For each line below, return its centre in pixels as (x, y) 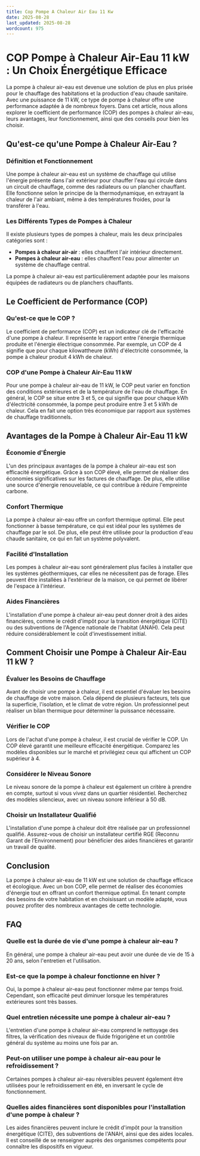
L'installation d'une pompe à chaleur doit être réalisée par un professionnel (98, 828)
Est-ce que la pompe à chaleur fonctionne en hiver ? (83, 976)
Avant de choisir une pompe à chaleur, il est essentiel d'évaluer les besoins (99, 692)
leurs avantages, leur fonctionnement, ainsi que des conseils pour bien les (98, 119)
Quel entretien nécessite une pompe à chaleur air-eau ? (88, 1017)
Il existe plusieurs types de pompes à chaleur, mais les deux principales (94, 234)
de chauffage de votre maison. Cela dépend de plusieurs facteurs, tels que (98, 698)
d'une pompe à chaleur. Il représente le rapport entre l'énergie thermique (96, 337)
